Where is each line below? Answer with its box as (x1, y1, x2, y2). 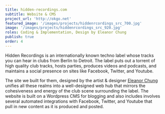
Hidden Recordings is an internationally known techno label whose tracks (5, 52, 154, 58)
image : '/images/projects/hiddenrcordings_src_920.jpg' (5, 25, 122, 30)
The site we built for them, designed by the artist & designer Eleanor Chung (5, 77, 158, 83)
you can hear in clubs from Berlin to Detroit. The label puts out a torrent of (5, 57, 156, 64)
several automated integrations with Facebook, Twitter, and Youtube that (5, 98, 153, 104)
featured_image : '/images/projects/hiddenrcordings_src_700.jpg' (5, 21, 142, 26)
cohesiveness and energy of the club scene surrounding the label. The (5, 88, 149, 93)
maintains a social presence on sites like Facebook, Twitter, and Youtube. (5, 68, 154, 74)
